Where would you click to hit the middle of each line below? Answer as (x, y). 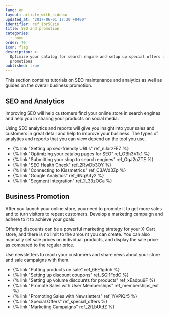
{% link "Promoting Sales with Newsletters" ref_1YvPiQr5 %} (75, 296)
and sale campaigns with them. (37, 260)
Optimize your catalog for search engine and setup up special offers (85, 56)
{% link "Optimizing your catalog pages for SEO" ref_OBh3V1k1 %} (81, 154)
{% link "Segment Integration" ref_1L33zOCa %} (62, 181)
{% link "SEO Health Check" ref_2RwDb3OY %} (62, 165)
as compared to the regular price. (40, 245)
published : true (22, 66)
